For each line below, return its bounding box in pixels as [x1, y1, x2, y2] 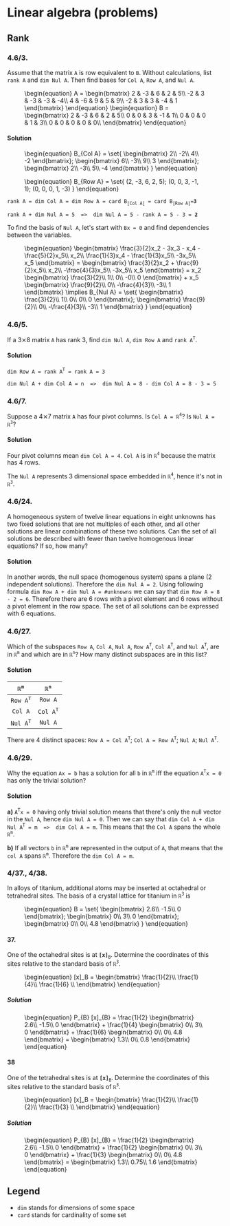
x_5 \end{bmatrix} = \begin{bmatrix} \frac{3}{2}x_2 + [24, 258, 175, 266]
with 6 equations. [7, 609, 56, 617]
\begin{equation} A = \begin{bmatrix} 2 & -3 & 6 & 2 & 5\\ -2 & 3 [24, 89, 205, 97]
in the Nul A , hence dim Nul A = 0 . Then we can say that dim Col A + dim [7, 814, 215, 823]
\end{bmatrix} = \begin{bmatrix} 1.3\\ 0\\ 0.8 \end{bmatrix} [24, 1035, 191, 1044]
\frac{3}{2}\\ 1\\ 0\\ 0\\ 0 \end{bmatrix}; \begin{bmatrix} [24, 295, 182, 304]
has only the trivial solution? [7, 776, 87, 784]
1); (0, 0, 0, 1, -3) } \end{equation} [24, 184, 119, 193]
